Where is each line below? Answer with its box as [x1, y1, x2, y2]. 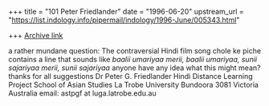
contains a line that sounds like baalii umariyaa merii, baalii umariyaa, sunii [8, 55, 258, 64]
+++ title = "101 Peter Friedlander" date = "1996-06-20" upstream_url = [8, 7, 245, 16]
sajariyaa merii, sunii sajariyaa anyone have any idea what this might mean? [8, 63, 261, 73]
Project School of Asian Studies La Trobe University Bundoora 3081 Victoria [8, 80, 259, 89]
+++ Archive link [8, 31, 63, 40]
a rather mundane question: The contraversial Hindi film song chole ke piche [8, 46, 262, 55]
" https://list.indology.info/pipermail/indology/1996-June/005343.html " [8, 15, 240, 25]
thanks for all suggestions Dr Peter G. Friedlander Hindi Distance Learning [8, 72, 253, 80]
